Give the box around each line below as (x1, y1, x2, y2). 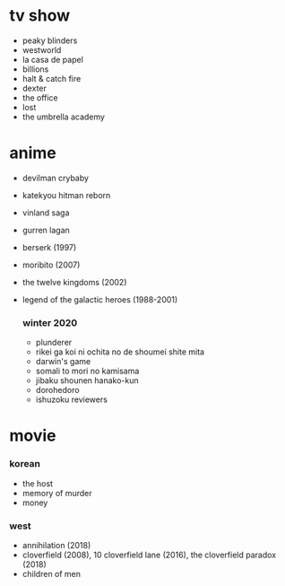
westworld (22, 44, 62, 55)
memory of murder (22, 487, 92, 498)
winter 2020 (22, 316, 78, 328)
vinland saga (22, 207, 70, 218)
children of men (22, 568, 82, 579)
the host (22, 477, 54, 489)
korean (9, 458, 41, 470)
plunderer (35, 337, 73, 348)
